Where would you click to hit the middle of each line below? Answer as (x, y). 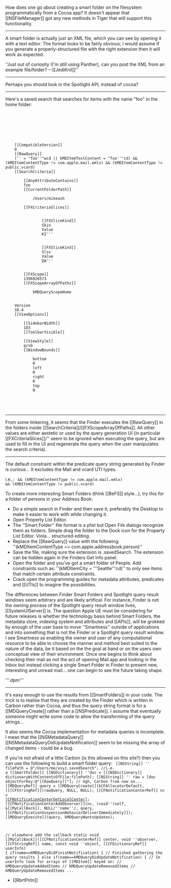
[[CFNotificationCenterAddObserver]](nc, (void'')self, (66, 804)
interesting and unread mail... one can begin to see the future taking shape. (84, 670)
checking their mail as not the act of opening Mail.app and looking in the (81, 660)
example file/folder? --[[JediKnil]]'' (42, 70)
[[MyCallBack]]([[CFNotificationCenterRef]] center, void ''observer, (82, 840)
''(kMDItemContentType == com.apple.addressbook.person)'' (77, 547)
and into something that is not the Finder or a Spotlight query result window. (85, 632)
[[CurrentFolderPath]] (48, 190)
